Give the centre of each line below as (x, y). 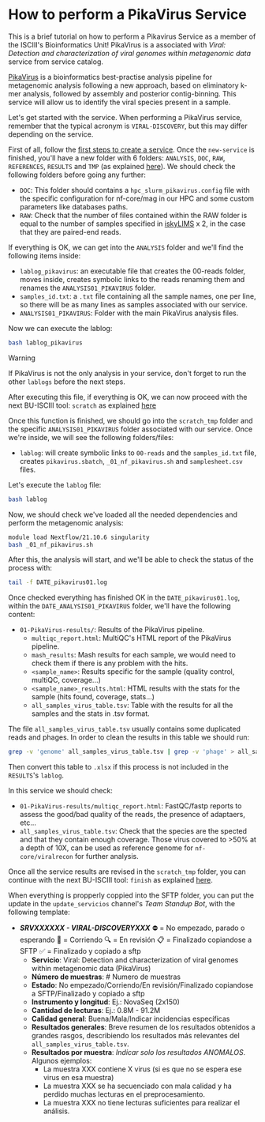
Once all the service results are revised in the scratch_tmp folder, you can (127, 872)
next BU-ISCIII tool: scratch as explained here (82, 405)
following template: (39, 912)
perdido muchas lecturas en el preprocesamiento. (124, 1094)
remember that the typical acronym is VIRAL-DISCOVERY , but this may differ (128, 126)
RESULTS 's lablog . (36, 775)
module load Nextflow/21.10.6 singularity (79, 537)
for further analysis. (107, 857)
